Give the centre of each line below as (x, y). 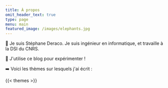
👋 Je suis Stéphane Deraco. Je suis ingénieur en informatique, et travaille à (84, 43)
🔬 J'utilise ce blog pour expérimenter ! (45, 58)
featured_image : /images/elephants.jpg (48, 29)
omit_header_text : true (31, 15)
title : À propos (22, 10)
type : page (17, 19)
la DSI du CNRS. (22, 49)
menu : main (17, 24)
